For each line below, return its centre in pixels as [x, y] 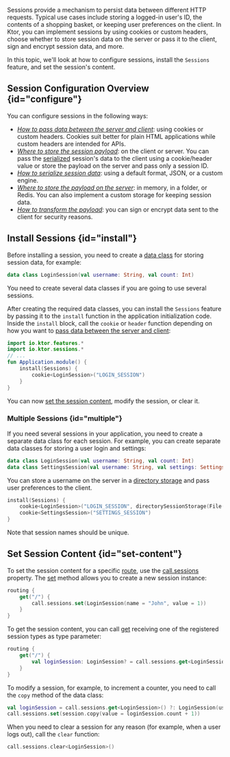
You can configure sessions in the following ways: [78, 115]
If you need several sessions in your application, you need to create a [105, 433]
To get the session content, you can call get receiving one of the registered [113, 629]
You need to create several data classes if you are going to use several [107, 288]
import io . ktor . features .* [46, 343]
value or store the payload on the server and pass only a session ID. [113, 166]
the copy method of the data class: [55, 695]
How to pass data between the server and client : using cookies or [110, 129]
